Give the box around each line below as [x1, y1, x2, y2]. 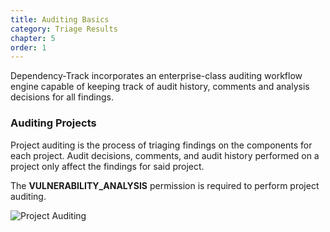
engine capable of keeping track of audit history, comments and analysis [10, 81, 310, 93]
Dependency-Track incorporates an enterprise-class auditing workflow [10, 70, 303, 82]
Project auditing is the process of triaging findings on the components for [10, 139, 313, 151]
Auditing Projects [10, 116, 97, 130]
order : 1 [10, 42, 47, 53]
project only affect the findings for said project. [10, 160, 205, 172]
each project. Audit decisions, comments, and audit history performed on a [10, 149, 320, 161]
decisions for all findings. [10, 91, 114, 103]
